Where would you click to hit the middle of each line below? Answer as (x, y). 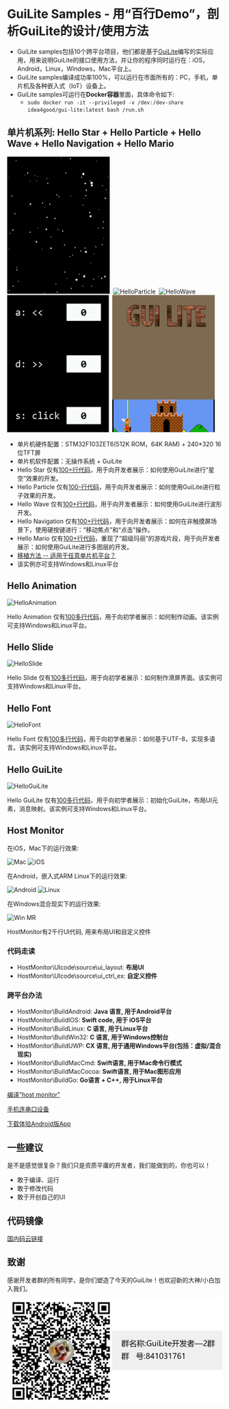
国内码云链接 (25, 1239)
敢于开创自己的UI (41, 1197)
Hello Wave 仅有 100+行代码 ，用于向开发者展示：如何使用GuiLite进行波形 (119, 504)
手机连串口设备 (28, 1109)
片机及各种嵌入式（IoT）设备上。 (63, 86)
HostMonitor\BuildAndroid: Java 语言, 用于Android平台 (94, 1011)
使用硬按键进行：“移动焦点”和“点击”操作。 (94, 529)
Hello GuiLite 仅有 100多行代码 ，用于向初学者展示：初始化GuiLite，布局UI (110, 800)
